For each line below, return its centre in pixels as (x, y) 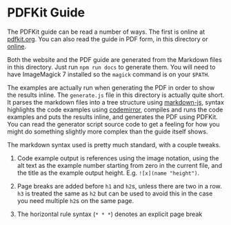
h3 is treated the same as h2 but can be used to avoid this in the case (115, 193)
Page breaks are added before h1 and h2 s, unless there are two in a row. (119, 186)
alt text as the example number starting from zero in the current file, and (120, 165)
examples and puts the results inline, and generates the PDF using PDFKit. (113, 117)
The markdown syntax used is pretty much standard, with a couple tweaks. (114, 144)
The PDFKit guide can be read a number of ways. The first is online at (106, 32)
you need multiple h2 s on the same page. (76, 200)
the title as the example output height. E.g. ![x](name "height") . (108, 173)
